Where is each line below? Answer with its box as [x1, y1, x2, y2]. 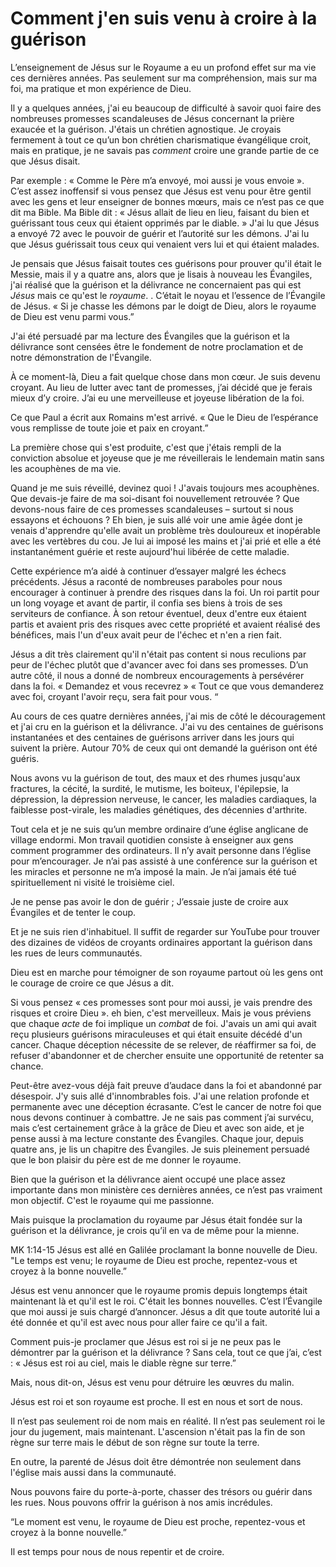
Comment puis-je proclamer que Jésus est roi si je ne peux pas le [10, 1335, 282, 1347]
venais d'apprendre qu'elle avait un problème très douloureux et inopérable [10, 524, 321, 536]
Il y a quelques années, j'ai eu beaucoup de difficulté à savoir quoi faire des [10, 102, 322, 114]
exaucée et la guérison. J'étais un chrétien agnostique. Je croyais [10, 123, 282, 135]
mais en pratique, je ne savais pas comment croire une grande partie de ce [10, 144, 320, 156]
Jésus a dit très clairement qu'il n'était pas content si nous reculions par [10, 648, 307, 660]
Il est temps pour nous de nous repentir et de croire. [10, 1545, 225, 1557]
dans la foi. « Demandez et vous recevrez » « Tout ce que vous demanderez [10, 680, 325, 692]
